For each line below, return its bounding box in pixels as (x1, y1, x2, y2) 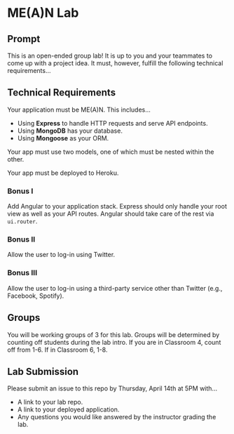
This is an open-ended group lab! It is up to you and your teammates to (7, 51, 212, 60)
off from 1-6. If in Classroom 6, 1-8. (7, 346, 108, 354)
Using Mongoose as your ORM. (17, 133, 109, 142)
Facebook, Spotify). (7, 291, 64, 300)
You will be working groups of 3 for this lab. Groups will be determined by (7, 330, 220, 338)
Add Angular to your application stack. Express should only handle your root (7, 202, 228, 211)
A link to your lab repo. (17, 398, 83, 407)
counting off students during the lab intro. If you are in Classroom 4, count (7, 338, 221, 346)
